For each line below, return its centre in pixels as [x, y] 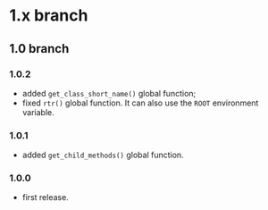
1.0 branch [39, 49]
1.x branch [49, 16]
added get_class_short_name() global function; [109, 93]
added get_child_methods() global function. [103, 155]
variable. [38, 112]
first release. [45, 197]
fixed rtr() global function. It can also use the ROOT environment [140, 103]
